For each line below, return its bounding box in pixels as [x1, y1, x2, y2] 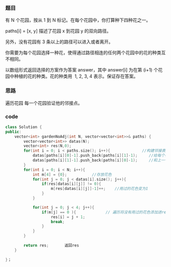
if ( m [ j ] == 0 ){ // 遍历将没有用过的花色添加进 [41, 209, 162, 215]
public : [5, 129, 22, 134]
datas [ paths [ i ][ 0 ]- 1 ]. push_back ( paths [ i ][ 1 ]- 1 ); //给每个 [32, 153, 165, 158]
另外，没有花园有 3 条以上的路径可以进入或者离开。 [5, 39, 113, 45]
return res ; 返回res [23, 242, 79, 248]
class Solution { [5, 124, 42, 130]
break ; [50, 219, 65, 224]
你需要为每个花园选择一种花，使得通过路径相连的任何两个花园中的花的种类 [5, 50, 161, 56]
